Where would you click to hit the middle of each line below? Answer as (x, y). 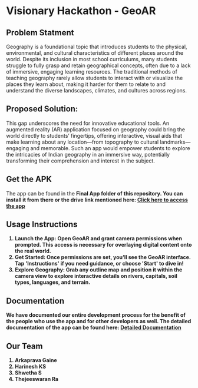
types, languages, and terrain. (52, 282)
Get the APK (29, 179)
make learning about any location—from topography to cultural (82, 142)
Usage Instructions (42, 225)
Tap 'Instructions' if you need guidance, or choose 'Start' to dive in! (99, 264)
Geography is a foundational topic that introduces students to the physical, (97, 47)
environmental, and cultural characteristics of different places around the (95, 53)
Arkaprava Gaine (36, 360)
